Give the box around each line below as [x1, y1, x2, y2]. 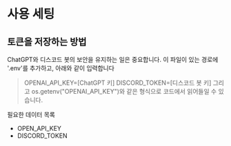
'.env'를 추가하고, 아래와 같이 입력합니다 [7, 64, 115, 72]
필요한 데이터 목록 [7, 111, 55, 118]
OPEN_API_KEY [17, 125, 62, 132]
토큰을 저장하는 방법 [7, 36, 87, 48]
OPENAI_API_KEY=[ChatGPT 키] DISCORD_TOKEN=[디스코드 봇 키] [23, 79, 212, 87]
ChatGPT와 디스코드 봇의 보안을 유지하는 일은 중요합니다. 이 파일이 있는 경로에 [7, 56, 219, 63]
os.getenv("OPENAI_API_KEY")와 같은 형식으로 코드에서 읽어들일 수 [31, 87, 217, 95]
